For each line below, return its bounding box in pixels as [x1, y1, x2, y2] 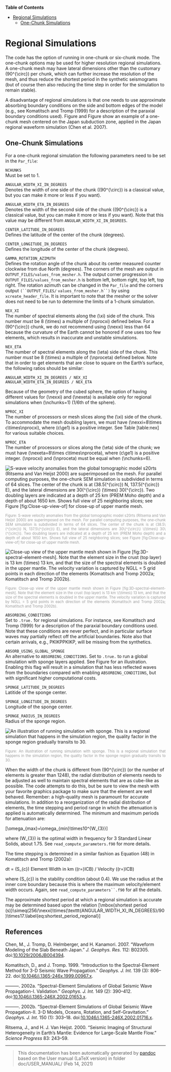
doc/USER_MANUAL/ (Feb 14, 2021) [17, 1060, 93, 1067]
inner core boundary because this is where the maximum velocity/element [5, 881, 161, 887]
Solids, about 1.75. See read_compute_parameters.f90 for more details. [5, 841, 151, 847]
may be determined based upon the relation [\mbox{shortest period [5, 902, 148, 908]
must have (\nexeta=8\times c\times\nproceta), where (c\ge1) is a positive [5, 450, 160, 456]
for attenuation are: [5, 815, 46, 822]
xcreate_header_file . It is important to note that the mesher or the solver [5, 293, 158, 299]
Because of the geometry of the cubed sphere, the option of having [5, 388, 147, 394]
